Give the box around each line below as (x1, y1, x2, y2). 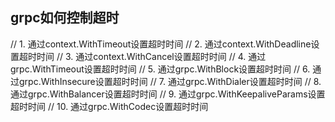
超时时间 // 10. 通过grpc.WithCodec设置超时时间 (10, 100, 209, 112)
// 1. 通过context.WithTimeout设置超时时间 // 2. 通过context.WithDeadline (10, 38, 312, 50)
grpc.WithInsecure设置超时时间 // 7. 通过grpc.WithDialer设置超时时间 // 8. (18, 75, 322, 87)
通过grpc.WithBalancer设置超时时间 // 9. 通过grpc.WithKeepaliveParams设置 (10, 88, 326, 100)
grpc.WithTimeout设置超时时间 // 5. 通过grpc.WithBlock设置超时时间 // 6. (10, 63, 311, 75)
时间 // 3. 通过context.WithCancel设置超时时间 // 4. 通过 (36, 50, 267, 62)
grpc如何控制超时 (10, 9, 120, 27)
